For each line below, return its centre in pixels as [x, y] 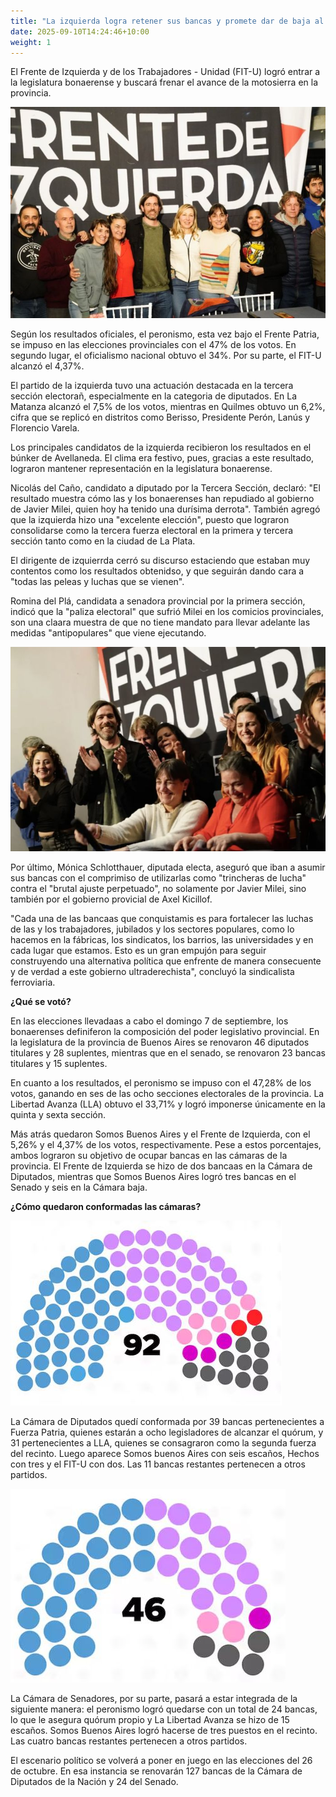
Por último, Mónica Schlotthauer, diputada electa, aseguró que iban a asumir [168, 867]
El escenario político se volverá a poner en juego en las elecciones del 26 [161, 1760]
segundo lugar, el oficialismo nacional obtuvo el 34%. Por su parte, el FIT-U [166, 355]
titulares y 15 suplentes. [59, 1063]
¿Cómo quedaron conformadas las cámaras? [106, 1206]
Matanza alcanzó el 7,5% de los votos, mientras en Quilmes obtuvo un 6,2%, [168, 406]
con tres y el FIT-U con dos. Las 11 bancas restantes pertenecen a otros [158, 1464]
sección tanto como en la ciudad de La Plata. [103, 541]
